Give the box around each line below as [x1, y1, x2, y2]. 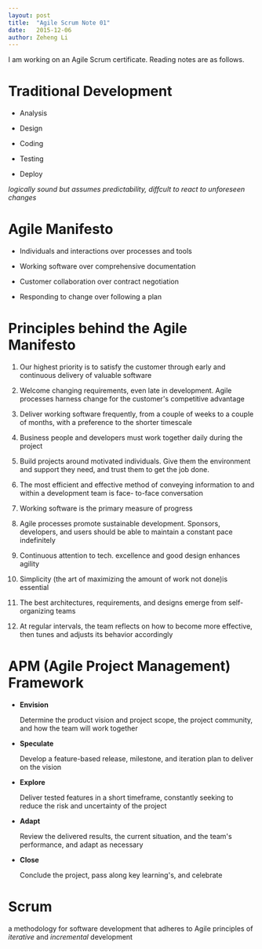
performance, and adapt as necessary [19, 840, 144, 849]
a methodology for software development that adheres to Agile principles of [8, 924, 253, 933]
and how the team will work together [19, 724, 139, 733]
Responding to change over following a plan [19, 292, 162, 302]
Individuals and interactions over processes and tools [19, 247, 192, 256]
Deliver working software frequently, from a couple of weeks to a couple [19, 409, 254, 419]
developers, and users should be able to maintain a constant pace [19, 527, 233, 537]
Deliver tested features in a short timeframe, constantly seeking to [19, 793, 234, 802]
